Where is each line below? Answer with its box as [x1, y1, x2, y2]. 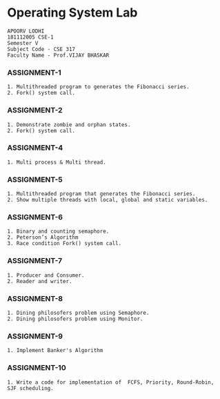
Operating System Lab [7, 5, 138, 21]
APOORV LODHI [7, 28, 45, 35]
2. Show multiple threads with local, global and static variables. [7, 197, 208, 204]
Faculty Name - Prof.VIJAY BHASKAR [7, 52, 110, 59]
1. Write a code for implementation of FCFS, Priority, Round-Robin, [7, 378, 214, 386]
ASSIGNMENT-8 [7, 293, 63, 303]
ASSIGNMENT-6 [7, 213, 63, 222]
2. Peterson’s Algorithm [7, 234, 79, 241]
